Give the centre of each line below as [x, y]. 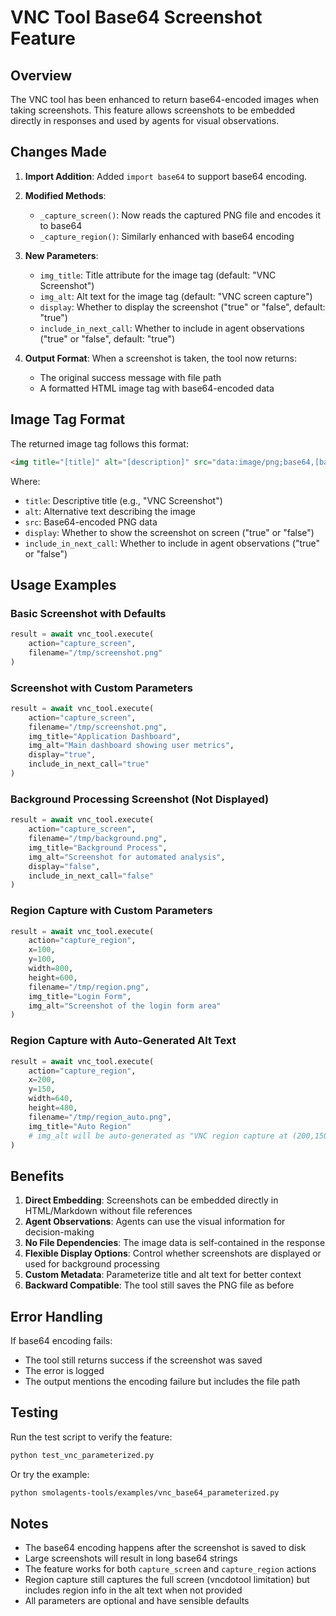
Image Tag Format [68, 419]
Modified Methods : [65, 195]
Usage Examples [63, 584]
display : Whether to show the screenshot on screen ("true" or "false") [169, 532]
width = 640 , [51, 1099]
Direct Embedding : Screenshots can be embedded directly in [151, 1200]
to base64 [61, 225]
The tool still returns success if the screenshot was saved [143, 1360]
